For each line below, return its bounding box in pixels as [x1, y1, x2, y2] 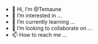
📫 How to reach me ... [11, 32, 67, 38]
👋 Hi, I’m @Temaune [11, 6, 62, 12]
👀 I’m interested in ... [11, 12, 62, 19]
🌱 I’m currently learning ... [11, 18, 75, 25]
